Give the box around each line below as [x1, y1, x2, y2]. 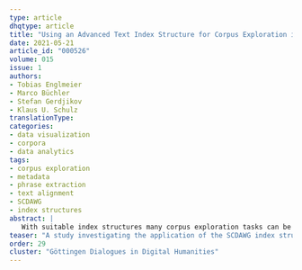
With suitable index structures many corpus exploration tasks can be [21, 222, 292, 231]
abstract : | [9, 213, 54, 223]
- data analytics [9, 147, 75, 156]
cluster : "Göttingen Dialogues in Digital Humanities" [9, 247, 219, 256]
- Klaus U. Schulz [9, 105, 78, 114]
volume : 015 [9, 55, 54, 64]
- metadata [9, 172, 50, 181]
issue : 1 [9, 64, 42, 73]
